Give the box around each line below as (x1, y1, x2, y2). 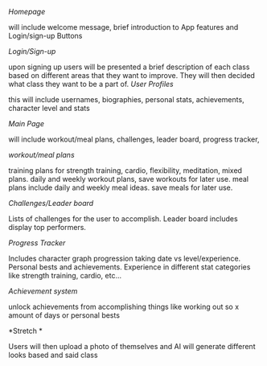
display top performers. (8, 223, 87, 232)
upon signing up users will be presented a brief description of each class (8, 62, 250, 72)
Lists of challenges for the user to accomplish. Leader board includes (8, 214, 239, 224)
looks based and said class (8, 350, 98, 360)
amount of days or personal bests (8, 310, 121, 320)
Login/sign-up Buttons (8, 31, 83, 40)
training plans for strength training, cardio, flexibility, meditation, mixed (8, 166, 243, 175)
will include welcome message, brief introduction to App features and (8, 23, 239, 31)
